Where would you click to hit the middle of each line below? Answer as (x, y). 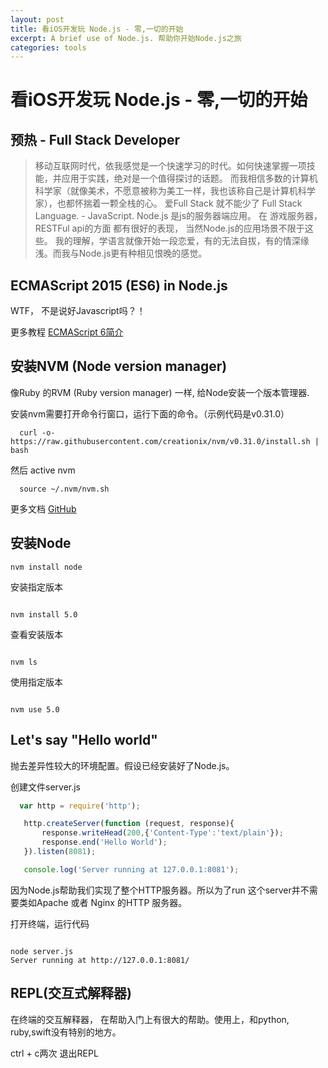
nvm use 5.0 (35, 709)
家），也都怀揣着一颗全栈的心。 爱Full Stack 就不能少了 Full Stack (168, 203)
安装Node (41, 543)
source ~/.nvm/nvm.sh (64, 489)
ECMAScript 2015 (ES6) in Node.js (119, 285)
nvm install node (46, 567)
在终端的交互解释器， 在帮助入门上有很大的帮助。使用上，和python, (150, 1019)
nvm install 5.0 (44, 614)
